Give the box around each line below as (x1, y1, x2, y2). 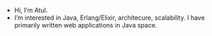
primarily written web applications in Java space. (13, 21, 157, 29)
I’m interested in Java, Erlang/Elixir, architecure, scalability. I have (13, 13, 206, 22)
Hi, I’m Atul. (13, 6, 48, 14)
